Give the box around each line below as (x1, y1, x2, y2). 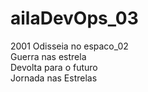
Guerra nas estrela (10, 50, 87, 62)
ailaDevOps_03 (10, 7, 139, 30)
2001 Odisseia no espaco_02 (10, 40, 129, 52)
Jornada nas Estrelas (10, 72, 98, 84)
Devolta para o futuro (10, 61, 98, 73)
